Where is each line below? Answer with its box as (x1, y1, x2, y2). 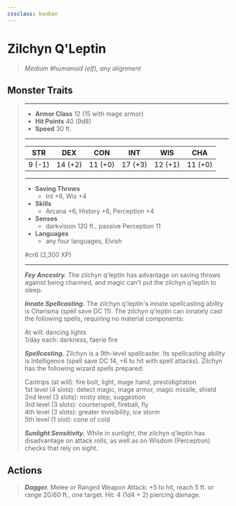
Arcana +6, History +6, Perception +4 (45, 207, 155, 216)
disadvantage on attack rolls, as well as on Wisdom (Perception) (24, 436, 211, 445)
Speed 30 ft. (34, 125, 72, 133)
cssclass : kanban (7, 10, 58, 18)
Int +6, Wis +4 (45, 192, 87, 201)
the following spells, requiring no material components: (24, 314, 184, 323)
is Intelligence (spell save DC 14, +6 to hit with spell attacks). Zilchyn (24, 357, 223, 365)
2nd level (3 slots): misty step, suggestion (24, 393, 146, 402)
